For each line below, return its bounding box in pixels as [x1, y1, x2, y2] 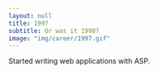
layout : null [8, 11, 53, 20]
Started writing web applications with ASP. [8, 56, 151, 66]
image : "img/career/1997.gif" [8, 34, 111, 43]
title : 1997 [8, 19, 49, 27]
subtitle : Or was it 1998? [8, 27, 100, 35]
